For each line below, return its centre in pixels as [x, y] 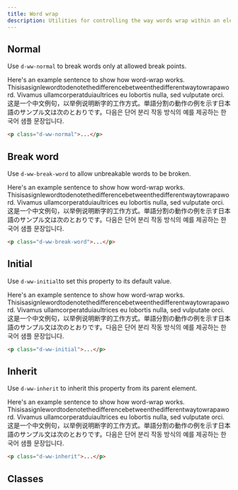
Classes [25, 479]
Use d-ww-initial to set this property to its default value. [90, 281]
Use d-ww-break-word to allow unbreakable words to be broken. [99, 173]
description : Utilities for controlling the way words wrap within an [114, 21]
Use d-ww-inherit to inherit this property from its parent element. [102, 388]
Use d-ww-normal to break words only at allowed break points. [97, 66]
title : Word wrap [33, 14]
